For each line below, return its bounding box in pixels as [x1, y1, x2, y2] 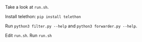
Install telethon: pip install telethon [5, 14, 81, 19]
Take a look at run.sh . [5, 4, 49, 10]
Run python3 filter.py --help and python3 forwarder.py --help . [5, 23, 138, 29]
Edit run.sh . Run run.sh [5, 33, 52, 38]
